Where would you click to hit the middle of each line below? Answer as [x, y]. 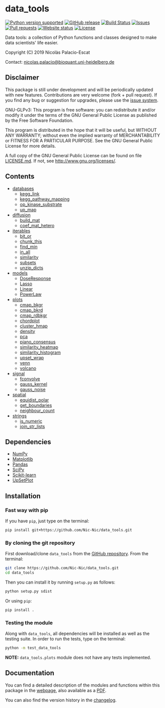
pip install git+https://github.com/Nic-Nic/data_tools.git [69, 530]
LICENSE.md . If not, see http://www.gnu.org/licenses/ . [61, 161]
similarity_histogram [40, 352]
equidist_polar [34, 400]
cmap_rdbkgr [33, 315]
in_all [25, 252]
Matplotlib [23, 459]
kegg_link [30, 194]
